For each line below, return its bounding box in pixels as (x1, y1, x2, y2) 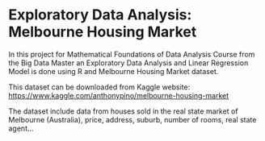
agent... (8, 123, 34, 133)
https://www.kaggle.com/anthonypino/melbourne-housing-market (8, 90, 229, 100)
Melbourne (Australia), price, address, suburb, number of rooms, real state (8, 114, 257, 124)
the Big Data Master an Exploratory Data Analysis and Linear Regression (8, 58, 249, 68)
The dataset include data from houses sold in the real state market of (8, 106, 238, 116)
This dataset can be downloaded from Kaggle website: (8, 82, 191, 92)
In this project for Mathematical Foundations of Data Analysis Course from (8, 49, 255, 59)
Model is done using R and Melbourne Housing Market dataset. (8, 66, 219, 76)
